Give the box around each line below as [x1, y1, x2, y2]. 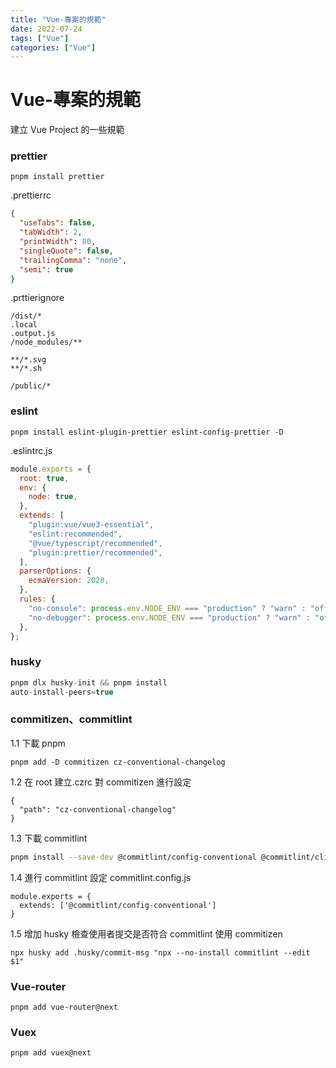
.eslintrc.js [10, 444, 53, 456]
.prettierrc [10, 189, 52, 201]
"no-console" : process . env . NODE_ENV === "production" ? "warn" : [28, 603, 307, 613]
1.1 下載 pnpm [10, 737, 66, 749]
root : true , [19, 473, 70, 483]
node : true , [28, 492, 78, 502]
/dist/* [10, 311, 43, 321]
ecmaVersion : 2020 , [28, 576, 110, 586]
